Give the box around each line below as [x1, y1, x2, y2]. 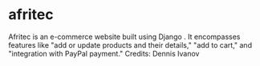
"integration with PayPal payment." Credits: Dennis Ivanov [8, 49, 200, 58]
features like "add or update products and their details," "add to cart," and [8, 40, 253, 49]
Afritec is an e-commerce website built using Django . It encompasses [8, 32, 241, 41]
